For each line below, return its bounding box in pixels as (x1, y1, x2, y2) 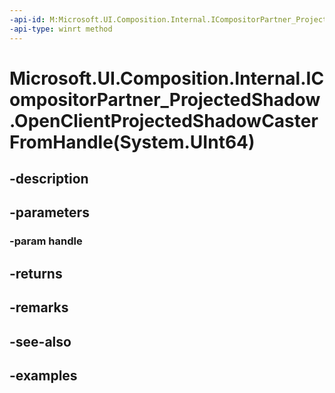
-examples (9, 367, 78, 384)
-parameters (9, 204, 90, 221)
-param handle (9, 234, 83, 248)
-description (9, 171, 89, 188)
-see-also (9, 333, 72, 350)
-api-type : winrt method (9, 24, 113, 34)
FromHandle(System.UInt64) (9, 131, 256, 153)
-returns (9, 265, 63, 282)
